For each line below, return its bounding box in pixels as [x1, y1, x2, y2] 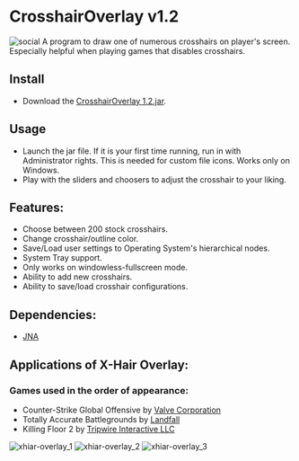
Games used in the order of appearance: [9, 384, 189, 396]
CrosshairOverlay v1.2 [9, 6, 180, 27]
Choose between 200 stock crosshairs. [22, 224, 169, 235]
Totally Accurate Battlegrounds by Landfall [22, 413, 180, 424]
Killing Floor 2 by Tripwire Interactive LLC [22, 423, 175, 434]
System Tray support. [22, 253, 103, 263]
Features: [9, 199, 65, 215]
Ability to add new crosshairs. [22, 271, 133, 282]
